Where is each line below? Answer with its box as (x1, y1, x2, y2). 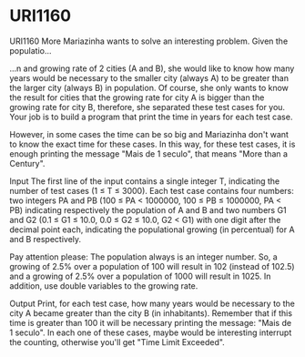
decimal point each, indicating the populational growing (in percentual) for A (9, 224, 295, 235)
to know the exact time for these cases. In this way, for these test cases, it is (9, 138, 296, 149)
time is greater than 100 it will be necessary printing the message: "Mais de (9, 317, 292, 328)
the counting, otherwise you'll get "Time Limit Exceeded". (9, 336, 225, 347)
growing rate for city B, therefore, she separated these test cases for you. (9, 101, 285, 112)
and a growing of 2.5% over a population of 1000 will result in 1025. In (9, 270, 271, 281)
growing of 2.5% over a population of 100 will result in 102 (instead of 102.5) (9, 260, 295, 271)
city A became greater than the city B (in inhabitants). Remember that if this (9, 307, 293, 319)
